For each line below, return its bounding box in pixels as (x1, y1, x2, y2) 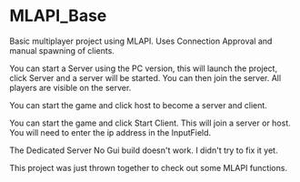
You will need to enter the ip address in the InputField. (9, 126, 212, 137)
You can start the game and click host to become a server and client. (9, 99, 268, 110)
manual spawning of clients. (9, 45, 115, 56)
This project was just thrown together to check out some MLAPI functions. (9, 162, 288, 173)
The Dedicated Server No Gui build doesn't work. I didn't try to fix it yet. (9, 145, 278, 156)
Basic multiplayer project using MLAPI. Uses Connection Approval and (9, 35, 273, 46)
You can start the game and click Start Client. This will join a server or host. (9, 117, 291, 128)
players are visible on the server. (9, 82, 132, 93)
